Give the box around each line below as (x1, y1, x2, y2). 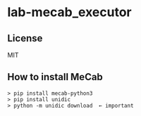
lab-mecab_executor (7, 4, 132, 20)
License (7, 32, 43, 44)
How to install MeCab (7, 71, 104, 83)
